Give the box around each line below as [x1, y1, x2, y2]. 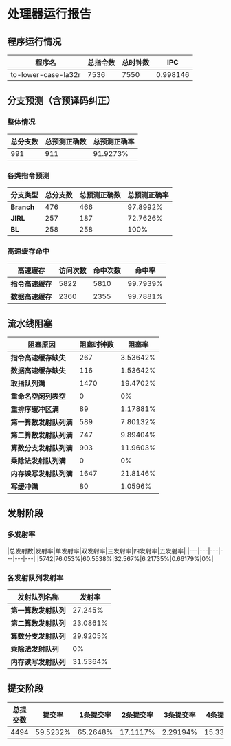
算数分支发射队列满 [10, 443, 74, 453]
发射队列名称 [17, 593, 60, 602]
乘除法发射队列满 [10, 457, 67, 466]
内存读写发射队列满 [10, 469, 74, 479]
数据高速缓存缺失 [10, 366, 67, 375]
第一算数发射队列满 [10, 417, 74, 427]
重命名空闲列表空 [10, 392, 67, 402]
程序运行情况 [7, 36, 62, 47]
